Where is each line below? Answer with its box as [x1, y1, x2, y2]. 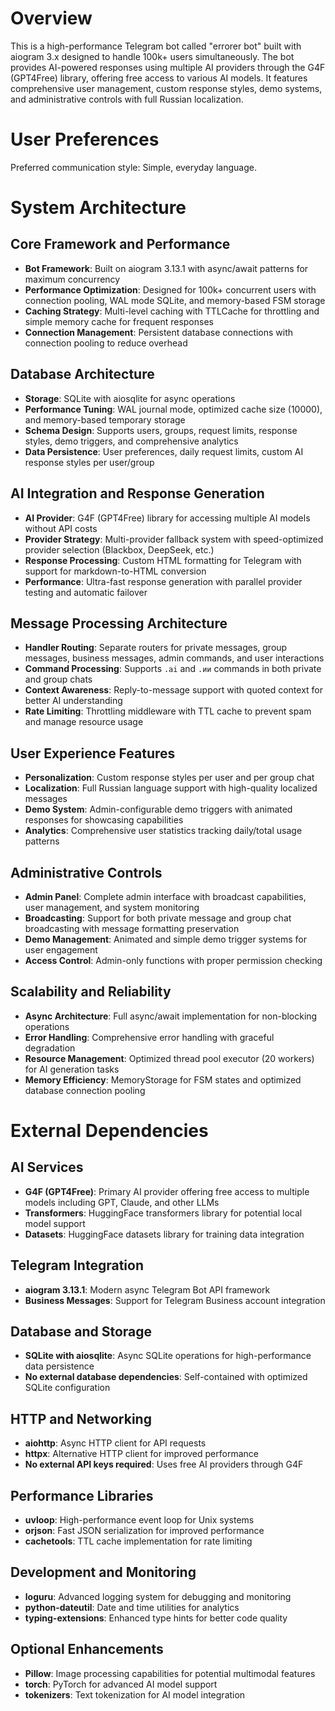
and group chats [24, 673, 93, 686]
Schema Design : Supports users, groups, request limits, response [24, 424, 298, 436]
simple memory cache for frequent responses [24, 315, 214, 327]
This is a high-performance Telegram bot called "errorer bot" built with [10, 40, 302, 52]
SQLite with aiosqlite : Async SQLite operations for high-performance [24, 1350, 312, 1362]
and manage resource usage [24, 716, 144, 728]
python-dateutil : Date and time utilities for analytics [24, 1601, 240, 1613]
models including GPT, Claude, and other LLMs [24, 1196, 220, 1208]
